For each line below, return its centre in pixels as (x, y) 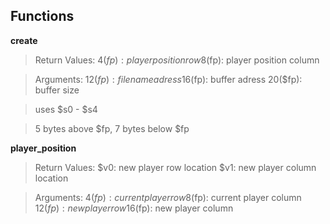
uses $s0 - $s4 (66, 109)
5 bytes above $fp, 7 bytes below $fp (112, 128)
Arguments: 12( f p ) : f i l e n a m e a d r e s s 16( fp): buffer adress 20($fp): (168, 79)
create (24, 40)
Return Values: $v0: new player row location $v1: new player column (175, 167)
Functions (42, 16)
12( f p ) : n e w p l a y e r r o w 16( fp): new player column (134, 208)
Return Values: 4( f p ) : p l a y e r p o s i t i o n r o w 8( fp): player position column (177, 60)
